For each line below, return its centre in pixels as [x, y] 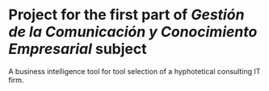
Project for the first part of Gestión [126, 15]
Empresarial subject [78, 49]
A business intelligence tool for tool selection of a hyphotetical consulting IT [134, 71]
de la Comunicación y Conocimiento [133, 32]
